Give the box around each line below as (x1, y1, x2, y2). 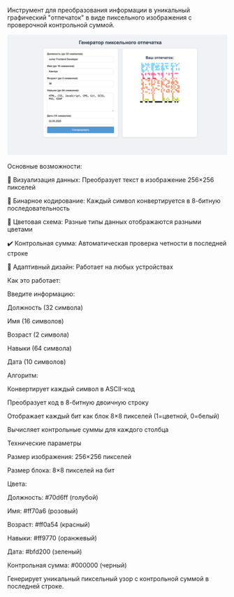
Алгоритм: (7, 371, 38, 379)
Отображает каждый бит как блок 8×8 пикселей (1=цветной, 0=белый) (7, 412, 220, 420)
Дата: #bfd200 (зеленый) (7, 547, 82, 556)
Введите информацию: (7, 290, 75, 298)
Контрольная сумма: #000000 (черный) (7, 561, 127, 569)
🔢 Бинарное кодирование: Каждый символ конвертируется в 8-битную (7, 196, 221, 205)
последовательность (7, 204, 70, 212)
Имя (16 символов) (7, 316, 64, 325)
